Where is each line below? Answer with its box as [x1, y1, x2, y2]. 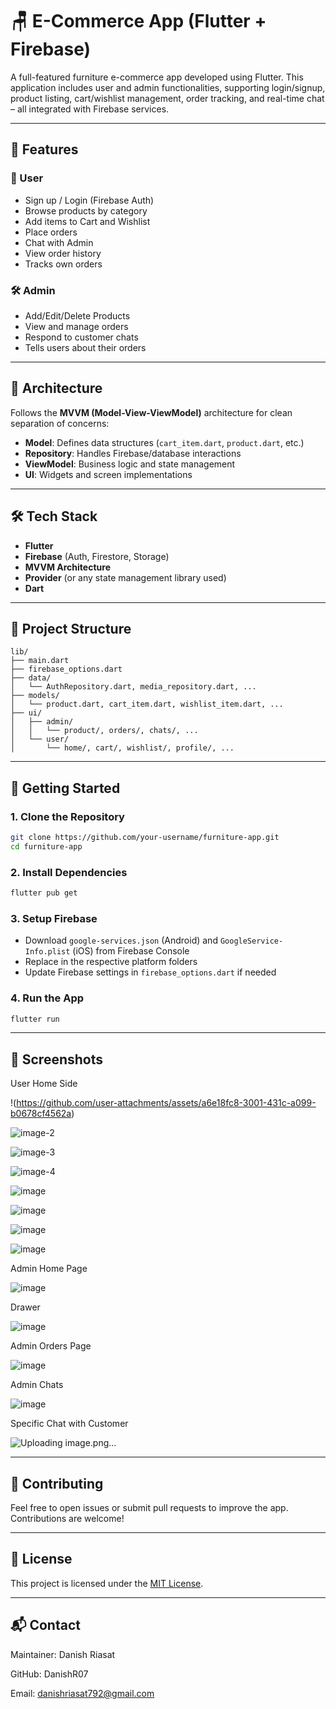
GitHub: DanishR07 [10, 1668, 89, 1680]
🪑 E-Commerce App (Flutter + [10, 10, 267, 33]
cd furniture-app [10, 841, 83, 852]
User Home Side [10, 1078, 78, 1090]
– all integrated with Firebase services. [10, 103, 170, 115]
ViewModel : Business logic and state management [24, 458, 236, 470]
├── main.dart [10, 656, 70, 666]
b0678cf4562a [10, 1108, 72, 1120]
